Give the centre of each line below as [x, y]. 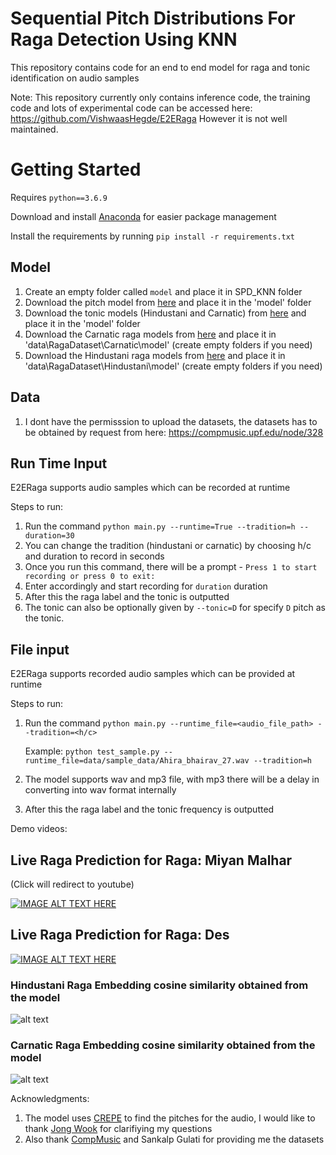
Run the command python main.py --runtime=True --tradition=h [160, 526]
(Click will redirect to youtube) [72, 884]
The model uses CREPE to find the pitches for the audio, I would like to [170, 1118]
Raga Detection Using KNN [124, 39]
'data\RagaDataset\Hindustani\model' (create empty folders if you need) [173, 366]
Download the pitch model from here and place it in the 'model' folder [168, 302]
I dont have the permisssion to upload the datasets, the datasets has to [171, 421]
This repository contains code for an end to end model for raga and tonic [160, 67]
